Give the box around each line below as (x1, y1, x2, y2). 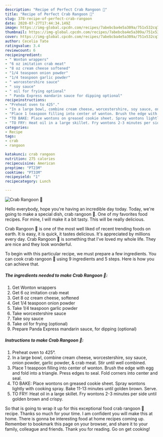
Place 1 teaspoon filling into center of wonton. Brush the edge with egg (12, 365, 154, 371)
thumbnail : (5, 30, 27, 35)
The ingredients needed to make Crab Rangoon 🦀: (5, 272, 108, 278)
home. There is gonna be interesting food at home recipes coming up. (5, 416, 145, 421)
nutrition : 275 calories (5, 156, 55, 161)
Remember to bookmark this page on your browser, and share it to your (5, 421, 148, 427)
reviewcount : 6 (5, 48, 36, 53)
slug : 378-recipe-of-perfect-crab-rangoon (5, 16, 92, 21)
